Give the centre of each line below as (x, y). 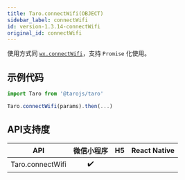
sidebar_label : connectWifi (48, 20)
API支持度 (29, 130)
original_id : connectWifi (44, 33)
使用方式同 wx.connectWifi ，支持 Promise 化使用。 (79, 53)
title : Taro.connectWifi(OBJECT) (55, 13)
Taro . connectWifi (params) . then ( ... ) (60, 106)
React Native (153, 150)
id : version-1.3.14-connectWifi (54, 26)
